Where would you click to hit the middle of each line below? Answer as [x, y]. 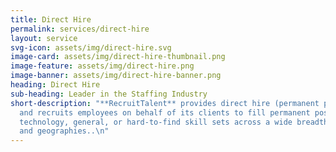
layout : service [44, 38]
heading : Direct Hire [55, 85]
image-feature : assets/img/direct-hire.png [102, 66]
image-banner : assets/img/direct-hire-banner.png [116, 76]
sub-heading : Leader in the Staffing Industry [109, 94]
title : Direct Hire [51, 19]
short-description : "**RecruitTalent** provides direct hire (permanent [165, 103]
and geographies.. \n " [64, 131]
